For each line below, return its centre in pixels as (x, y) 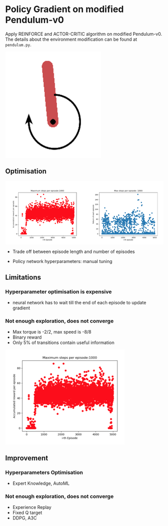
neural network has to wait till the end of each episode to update (79, 303)
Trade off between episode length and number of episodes (73, 252)
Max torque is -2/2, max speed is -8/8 (52, 332)
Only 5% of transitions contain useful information (63, 343)
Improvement (27, 458)
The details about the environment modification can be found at (71, 39)
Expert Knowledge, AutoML (41, 483)
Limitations (23, 277)
